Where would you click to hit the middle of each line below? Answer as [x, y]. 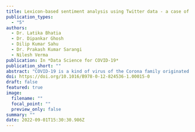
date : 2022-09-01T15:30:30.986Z [45, 120]
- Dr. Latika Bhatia [36, 33]
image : [14, 93]
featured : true [25, 88]
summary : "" [20, 114]
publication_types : [30, 17]
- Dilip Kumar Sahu [35, 44]
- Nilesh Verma [30, 55]
